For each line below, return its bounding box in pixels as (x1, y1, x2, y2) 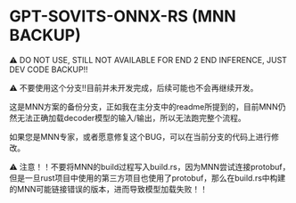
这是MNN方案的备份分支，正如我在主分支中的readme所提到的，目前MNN (9, 101, 278, 112)
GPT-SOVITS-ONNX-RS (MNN (9, 6, 236, 27)
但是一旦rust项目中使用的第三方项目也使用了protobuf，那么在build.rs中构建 (9, 172, 286, 183)
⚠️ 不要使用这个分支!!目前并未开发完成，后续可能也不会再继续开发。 (9, 82, 259, 93)
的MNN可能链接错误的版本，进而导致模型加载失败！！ (9, 183, 208, 194)
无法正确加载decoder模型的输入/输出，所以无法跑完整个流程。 (16, 112, 247, 123)
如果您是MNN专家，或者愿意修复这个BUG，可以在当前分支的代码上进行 (9, 131, 272, 142)
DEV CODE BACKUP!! (9, 64, 88, 75)
